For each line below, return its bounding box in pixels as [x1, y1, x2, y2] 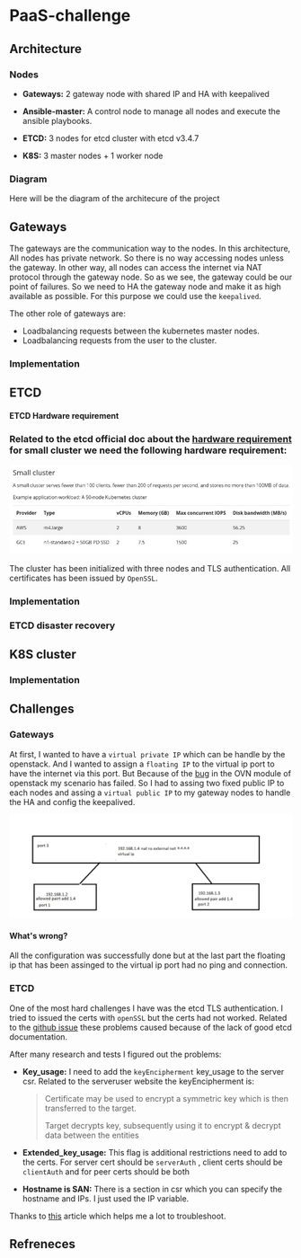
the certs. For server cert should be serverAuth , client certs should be [22, 1156, 283, 1167]
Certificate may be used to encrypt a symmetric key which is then [44, 1093, 289, 1103]
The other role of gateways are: [9, 307, 126, 319]
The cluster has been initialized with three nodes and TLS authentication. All [9, 563, 291, 573]
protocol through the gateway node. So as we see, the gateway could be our [9, 271, 293, 282]
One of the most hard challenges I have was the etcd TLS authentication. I [9, 1003, 283, 1014]
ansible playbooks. [22, 115, 93, 126]
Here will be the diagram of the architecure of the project [9, 193, 220, 204]
